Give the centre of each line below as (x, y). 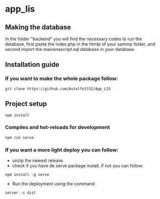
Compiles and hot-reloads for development (58, 127)
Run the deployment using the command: (54, 184)
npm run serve (20, 137)
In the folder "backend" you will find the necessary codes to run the (74, 39)
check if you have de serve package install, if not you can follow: (78, 166)
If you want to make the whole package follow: (62, 78)
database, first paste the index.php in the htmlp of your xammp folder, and (80, 44)
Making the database (38, 27)
